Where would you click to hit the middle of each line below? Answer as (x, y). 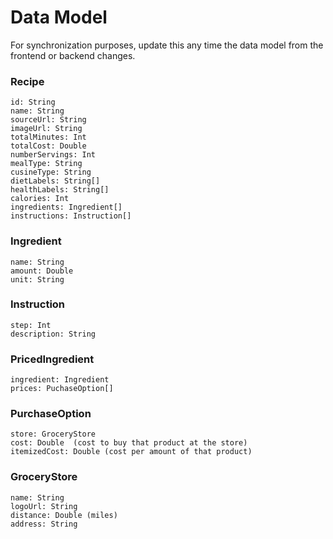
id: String (33, 102)
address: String (44, 524)
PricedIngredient (52, 359)
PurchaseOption (51, 414)
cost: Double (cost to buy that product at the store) (129, 443)
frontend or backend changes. (73, 55)
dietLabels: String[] (55, 181)
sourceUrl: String (48, 120)
